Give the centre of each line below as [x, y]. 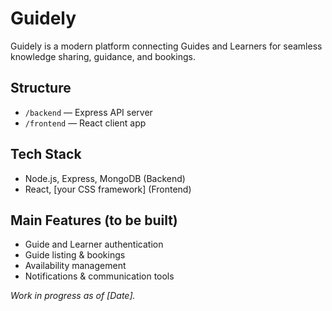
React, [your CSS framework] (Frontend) [108, 189]
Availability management [75, 266]
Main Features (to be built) [94, 220]
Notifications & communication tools [99, 276]
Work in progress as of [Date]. [73, 296]
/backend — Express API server [88, 112]
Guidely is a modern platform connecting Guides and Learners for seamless [166, 46]
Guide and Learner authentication [94, 244]
